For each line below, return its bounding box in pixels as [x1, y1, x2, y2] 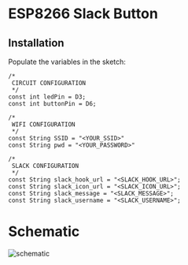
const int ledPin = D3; [8, 93, 87, 101]
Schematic [8, 222, 80, 241]
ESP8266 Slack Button [8, 5, 159, 23]
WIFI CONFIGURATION [11, 121, 76, 129]
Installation [8, 36, 65, 50]
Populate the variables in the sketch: [8, 57, 126, 66]
